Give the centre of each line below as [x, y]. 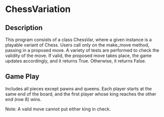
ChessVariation [38, 9]
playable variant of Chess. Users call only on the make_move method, [77, 45]
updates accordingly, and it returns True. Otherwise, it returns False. [76, 61]
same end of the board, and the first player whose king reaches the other [81, 94]
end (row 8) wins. [23, 99]
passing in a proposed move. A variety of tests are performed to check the [82, 50]
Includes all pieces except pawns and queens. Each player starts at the [78, 88]
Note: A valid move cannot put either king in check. [58, 109]
